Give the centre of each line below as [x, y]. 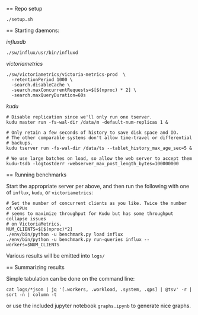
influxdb [16, 42]
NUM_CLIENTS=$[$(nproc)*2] [39, 229]
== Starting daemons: [33, 30]
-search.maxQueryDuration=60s [49, 95]
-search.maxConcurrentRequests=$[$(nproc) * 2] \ [74, 90]
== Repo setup [24, 9]
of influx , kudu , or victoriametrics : [50, 192]
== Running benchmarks [36, 175]
